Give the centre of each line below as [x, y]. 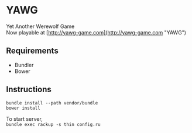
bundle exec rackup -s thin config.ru [53, 124]
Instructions [29, 90]
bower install [23, 108]
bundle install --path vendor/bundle [52, 103]
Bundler [24, 65]
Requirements [32, 51]
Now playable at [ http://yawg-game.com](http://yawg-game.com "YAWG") [96, 32]
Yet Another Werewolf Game [40, 26]
